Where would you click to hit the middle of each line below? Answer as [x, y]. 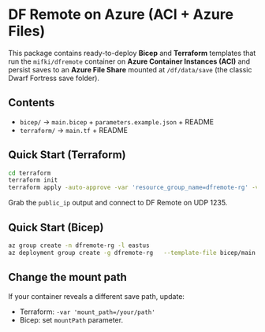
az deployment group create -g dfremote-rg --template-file [112, 253]
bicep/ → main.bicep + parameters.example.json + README [117, 122]
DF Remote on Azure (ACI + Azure [121, 15]
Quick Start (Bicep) [56, 227]
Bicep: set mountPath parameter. [71, 319]
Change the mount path [68, 277]
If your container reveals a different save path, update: [97, 296]
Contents [32, 103]
